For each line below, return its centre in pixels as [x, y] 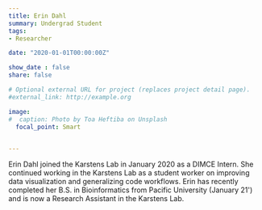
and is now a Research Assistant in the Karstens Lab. [96, 199]
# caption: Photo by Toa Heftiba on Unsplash [88, 119]
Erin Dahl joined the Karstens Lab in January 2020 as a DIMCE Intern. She [131, 164]
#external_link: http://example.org [70, 97]
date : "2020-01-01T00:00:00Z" [59, 53]
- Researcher [30, 38]
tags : [17, 31]
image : [19, 111]
